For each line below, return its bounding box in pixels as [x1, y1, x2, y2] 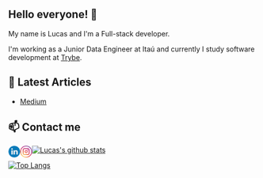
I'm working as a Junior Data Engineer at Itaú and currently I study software [8, 44, 255, 54]
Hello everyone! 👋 [8, 8, 97, 21]
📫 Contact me [8, 120, 81, 134]
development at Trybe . [8, 52, 82, 62]
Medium [19, 97, 48, 106]
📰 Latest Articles [8, 76, 92, 89]
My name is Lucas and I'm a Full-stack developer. [8, 28, 170, 38]
